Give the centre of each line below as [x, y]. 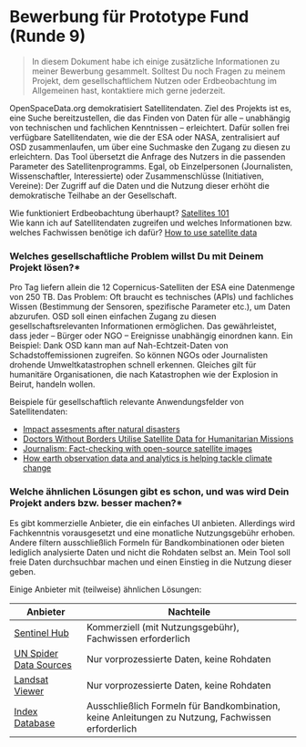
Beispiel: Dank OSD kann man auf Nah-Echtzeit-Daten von [119, 346]
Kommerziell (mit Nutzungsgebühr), [163, 627]
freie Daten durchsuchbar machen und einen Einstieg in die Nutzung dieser [151, 562]
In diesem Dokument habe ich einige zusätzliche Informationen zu [156, 61]
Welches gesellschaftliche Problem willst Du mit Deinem [137, 255]
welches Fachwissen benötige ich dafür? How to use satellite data [133, 232]
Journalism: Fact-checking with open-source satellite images [138, 449]
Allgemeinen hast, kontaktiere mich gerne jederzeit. [128, 90]
